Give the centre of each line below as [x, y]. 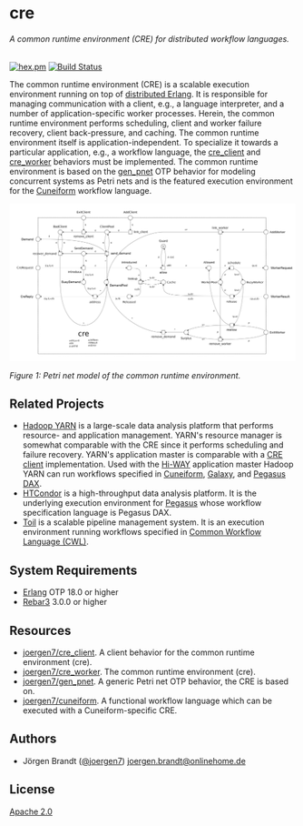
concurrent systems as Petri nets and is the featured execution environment [151, 181]
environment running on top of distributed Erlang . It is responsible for [139, 95]
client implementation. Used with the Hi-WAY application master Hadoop [158, 464]
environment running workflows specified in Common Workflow [142, 532]
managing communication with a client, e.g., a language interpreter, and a [147, 104]
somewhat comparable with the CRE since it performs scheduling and [153, 445]
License [32, 790]
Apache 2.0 [31, 811]
